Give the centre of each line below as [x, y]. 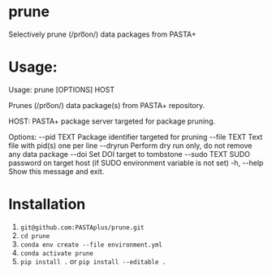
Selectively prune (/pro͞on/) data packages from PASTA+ [102, 34]
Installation [47, 204]
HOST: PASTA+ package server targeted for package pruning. [112, 121]
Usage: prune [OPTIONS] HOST [62, 89]
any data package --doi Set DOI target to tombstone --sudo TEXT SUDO [129, 154]
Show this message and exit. [56, 171]
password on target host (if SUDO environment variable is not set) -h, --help [136, 163]
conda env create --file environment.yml [91, 245]
